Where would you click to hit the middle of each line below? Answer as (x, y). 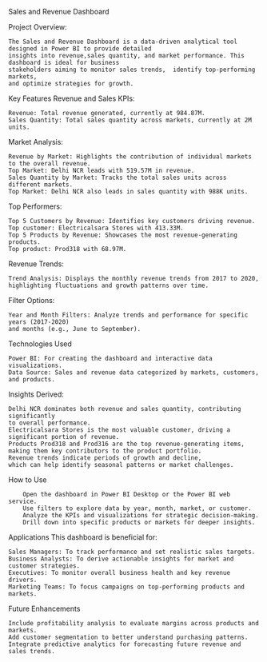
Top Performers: (35, 206)
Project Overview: (38, 27)
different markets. (41, 185)
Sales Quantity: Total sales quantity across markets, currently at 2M (130, 120)
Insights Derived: (36, 394)
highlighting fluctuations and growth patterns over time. (109, 285)
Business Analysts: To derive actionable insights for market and (121, 559)
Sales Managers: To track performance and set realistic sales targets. (132, 552)
